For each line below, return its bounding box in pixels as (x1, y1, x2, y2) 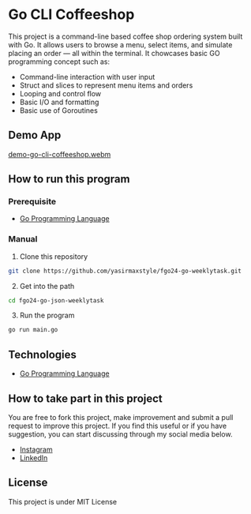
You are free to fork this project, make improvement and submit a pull (8, 412, 234, 422)
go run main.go (8, 326, 58, 334)
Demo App (8, 129, 62, 142)
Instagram (19, 445, 53, 454)
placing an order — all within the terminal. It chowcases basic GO (8, 48, 220, 58)
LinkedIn (19, 452, 48, 463)
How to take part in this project (8, 392, 163, 405)
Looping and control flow (19, 88, 102, 98)
